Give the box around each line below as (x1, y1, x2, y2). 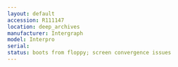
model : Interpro (7, 36, 55, 43)
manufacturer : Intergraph (7, 29, 83, 37)
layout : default (7, 10, 55, 17)
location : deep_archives (7, 23, 80, 30)
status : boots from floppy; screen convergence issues (7, 50, 172, 57)
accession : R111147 (7, 17, 65, 24)
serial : (7, 43, 30, 50)
